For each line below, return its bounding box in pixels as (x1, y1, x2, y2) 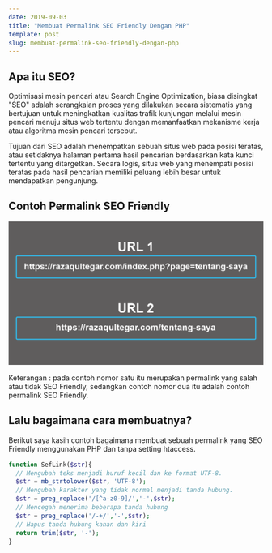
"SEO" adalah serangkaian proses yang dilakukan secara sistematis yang (8, 100, 253, 109)
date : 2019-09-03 (8, 13, 67, 21)
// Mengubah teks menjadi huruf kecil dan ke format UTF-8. (15, 469, 223, 478)
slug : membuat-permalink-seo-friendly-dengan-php (8, 39, 180, 47)
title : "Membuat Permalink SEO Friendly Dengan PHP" (8, 21, 190, 30)
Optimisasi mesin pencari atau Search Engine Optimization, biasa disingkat (8, 92, 257, 101)
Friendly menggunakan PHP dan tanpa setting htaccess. (8, 444, 196, 453)
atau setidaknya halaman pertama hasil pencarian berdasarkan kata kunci (8, 150, 254, 160)
